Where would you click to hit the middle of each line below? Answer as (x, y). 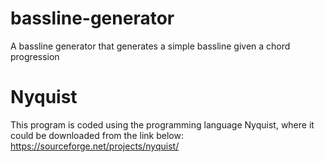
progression (35, 56)
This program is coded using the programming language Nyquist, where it (162, 124)
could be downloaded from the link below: (97, 135)
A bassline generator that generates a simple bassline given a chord (150, 46)
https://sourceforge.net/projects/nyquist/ (95, 146)
